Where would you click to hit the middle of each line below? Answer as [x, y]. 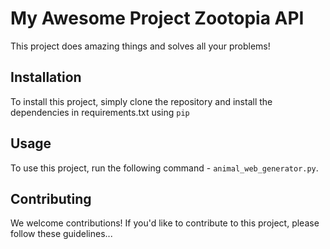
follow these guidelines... [61, 234]
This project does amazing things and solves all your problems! [140, 46]
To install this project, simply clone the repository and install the [141, 101]
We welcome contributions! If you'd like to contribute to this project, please [165, 223]
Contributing [51, 198]
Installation [46, 77]
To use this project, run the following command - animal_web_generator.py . [164, 168]
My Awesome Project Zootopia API [157, 18]
